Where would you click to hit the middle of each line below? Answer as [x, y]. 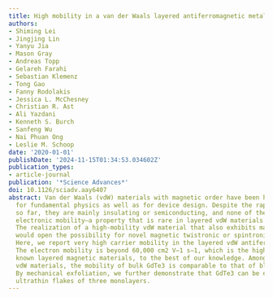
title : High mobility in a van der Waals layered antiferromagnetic [127, 16]
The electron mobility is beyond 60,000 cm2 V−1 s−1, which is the [132, 251]
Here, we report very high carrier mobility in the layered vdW [127, 243]
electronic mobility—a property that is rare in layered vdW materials [140, 221]
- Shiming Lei [32, 31]
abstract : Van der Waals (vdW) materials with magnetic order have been [134, 197]
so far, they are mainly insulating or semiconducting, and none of [134, 212]
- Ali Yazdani [32, 115]
